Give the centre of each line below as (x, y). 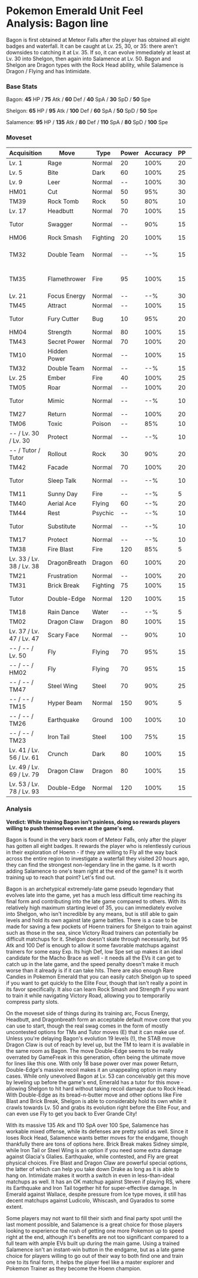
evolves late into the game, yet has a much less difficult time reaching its (94, 895)
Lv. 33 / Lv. (24, 558)
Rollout (57, 454)
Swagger (60, 224)
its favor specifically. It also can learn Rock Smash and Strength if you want (98, 989)
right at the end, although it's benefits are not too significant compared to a (97, 1237)
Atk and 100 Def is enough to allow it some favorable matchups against (92, 945)
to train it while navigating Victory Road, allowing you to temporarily (88, 995)
